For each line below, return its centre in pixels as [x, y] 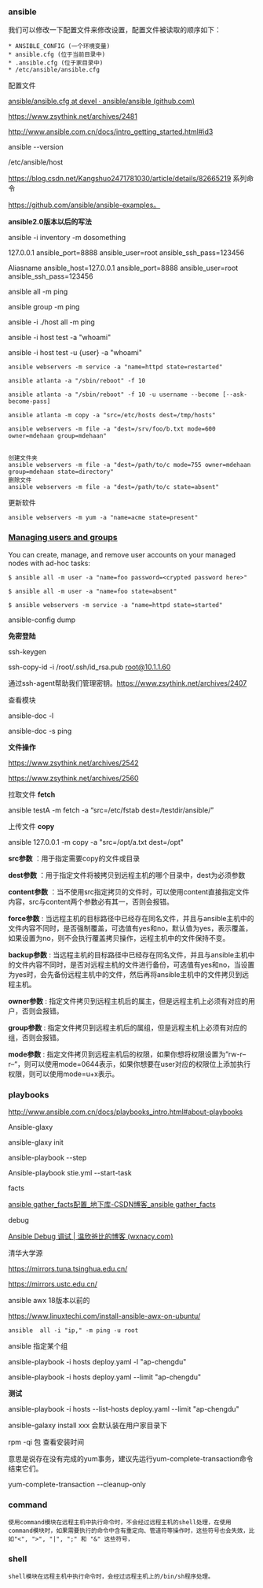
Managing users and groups [63, 538]
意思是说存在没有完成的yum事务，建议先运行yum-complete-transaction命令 [131, 1458]
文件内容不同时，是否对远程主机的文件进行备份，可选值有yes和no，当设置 [135, 964]
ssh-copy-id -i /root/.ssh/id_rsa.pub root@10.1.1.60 [89, 667]
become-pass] [29, 402]
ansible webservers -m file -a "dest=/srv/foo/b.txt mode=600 [112, 429]
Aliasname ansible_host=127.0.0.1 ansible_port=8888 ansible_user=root [123, 268]
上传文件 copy [31, 826]
